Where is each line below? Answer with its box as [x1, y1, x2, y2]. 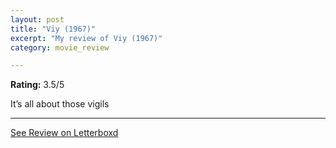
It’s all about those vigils [10, 98, 110, 110]
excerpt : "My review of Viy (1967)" [10, 33, 163, 43]
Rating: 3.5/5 [10, 79, 65, 91]
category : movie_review [10, 42, 110, 53]
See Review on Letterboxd [10, 127, 119, 139]
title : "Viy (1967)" [10, 24, 97, 34]
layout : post [10, 14, 65, 25]
